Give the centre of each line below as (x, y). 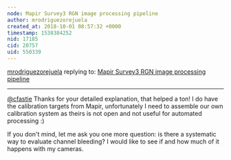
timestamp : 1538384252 (40, 33)
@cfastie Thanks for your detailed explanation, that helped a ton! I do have (113, 99)
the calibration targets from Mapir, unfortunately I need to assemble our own (115, 106)
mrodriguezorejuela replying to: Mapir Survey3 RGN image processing (107, 71)
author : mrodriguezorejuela (47, 20)
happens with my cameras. (45, 148)
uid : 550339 (24, 52)
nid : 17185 (23, 39)
